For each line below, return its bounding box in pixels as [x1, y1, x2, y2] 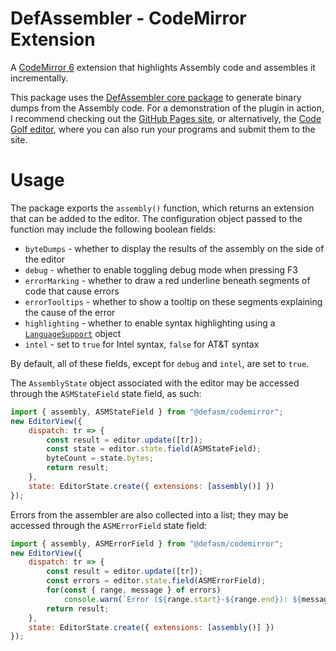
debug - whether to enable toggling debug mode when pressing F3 [24, 263, 298, 276]
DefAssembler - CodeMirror [10, 7, 247, 30]
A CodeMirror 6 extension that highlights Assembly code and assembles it [10, 61, 316, 73]
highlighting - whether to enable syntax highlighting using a [24, 317, 276, 329]
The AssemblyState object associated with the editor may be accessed [10, 377, 300, 389]
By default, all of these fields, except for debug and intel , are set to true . [10, 357, 310, 369]
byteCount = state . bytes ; [46, 453, 155, 464]
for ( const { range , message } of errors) [46, 585, 222, 595]
